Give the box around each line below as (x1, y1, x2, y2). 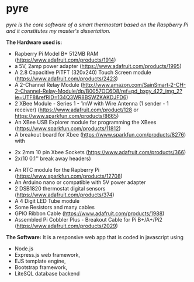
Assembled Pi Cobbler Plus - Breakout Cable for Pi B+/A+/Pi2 (14, 216, 162, 223)
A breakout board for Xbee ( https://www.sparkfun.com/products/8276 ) (14, 131, 186, 138)
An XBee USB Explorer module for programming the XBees (14, 118, 157, 125)
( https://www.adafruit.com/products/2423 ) (14, 75, 118, 82)
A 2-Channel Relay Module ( (14, 81, 83, 88)
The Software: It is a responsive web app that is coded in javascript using (6, 233, 184, 240)
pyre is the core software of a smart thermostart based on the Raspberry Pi (6, 21, 189, 28)
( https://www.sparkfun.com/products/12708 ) (14, 172, 123, 179)
